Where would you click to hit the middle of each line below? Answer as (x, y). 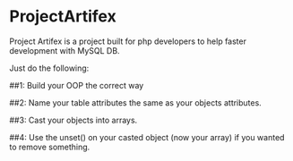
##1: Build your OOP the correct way (77, 85)
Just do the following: (49, 68)
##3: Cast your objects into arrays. (73, 120)
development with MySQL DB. (65, 50)
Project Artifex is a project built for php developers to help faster (128, 41)
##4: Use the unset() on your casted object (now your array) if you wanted (147, 137)
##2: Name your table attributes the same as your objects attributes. (135, 102)
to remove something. (50, 147)
